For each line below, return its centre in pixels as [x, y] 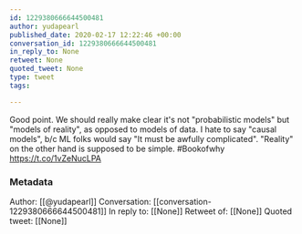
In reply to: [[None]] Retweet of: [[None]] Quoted [200, 211]
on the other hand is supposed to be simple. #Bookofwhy [117, 148]
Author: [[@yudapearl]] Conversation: [81, 201]
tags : [20, 86]
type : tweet [32, 77]
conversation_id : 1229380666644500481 [83, 43]
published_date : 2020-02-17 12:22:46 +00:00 [95, 35]
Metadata [31, 181]
